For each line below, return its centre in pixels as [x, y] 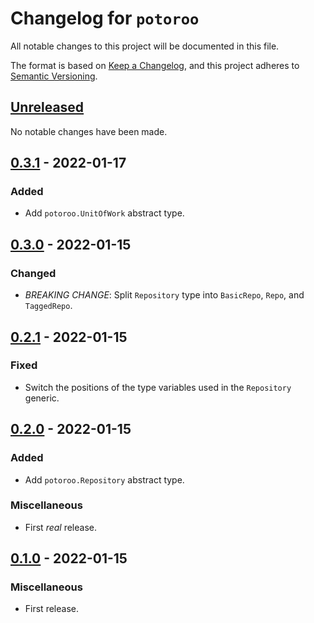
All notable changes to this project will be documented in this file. [145, 46]
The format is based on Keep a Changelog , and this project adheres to [155, 65]
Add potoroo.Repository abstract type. [104, 479]
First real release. [61, 527]
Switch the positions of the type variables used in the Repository [158, 387]
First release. [51, 609]
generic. [42, 398]
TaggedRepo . [48, 306]
